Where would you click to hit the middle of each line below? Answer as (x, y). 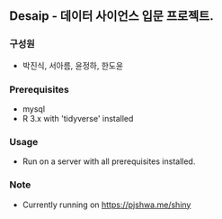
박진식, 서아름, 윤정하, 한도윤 (73, 65)
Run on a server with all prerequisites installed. (109, 161)
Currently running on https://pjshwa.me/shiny (107, 205)
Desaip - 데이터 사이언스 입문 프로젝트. (111, 16)
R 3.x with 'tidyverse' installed (78, 118)
